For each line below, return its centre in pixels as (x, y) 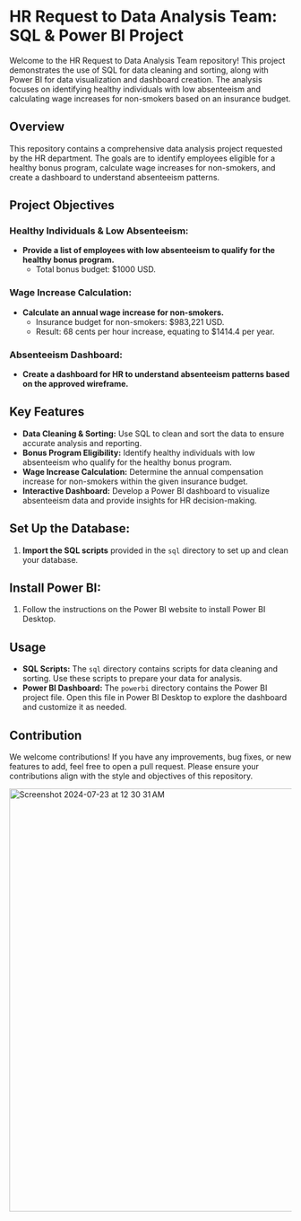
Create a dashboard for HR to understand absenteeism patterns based (156, 374)
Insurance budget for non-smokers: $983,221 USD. (130, 321)
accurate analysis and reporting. (82, 443)
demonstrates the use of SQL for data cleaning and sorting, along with (139, 70)
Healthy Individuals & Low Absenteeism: (99, 231)
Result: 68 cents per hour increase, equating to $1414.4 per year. (155, 331)
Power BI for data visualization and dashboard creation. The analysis (136, 79)
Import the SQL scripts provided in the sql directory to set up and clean (155, 550)
